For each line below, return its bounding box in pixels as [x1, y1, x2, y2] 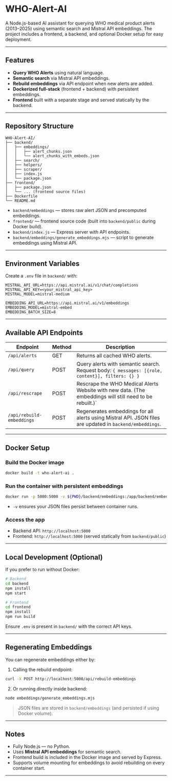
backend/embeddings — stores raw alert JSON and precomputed [12, 207, 147, 213]
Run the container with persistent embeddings [5, 482, 124, 489]
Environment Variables [5, 259, 80, 268]
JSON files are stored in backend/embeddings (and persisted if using [17, 705, 160, 711]
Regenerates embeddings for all [76, 408, 154, 415]
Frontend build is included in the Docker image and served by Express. [12, 754, 162, 761]
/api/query [8, 367, 34, 373]
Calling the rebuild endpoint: [12, 666, 73, 672]
